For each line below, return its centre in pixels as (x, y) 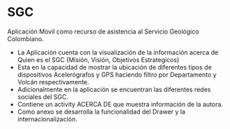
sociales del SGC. (43, 97)
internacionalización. (48, 119)
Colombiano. (26, 38)
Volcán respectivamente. (53, 82)
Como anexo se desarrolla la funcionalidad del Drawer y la (101, 112)
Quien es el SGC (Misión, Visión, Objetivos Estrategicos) (98, 59)
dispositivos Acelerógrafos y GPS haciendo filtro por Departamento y (117, 75)
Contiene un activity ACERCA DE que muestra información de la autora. (120, 104)
